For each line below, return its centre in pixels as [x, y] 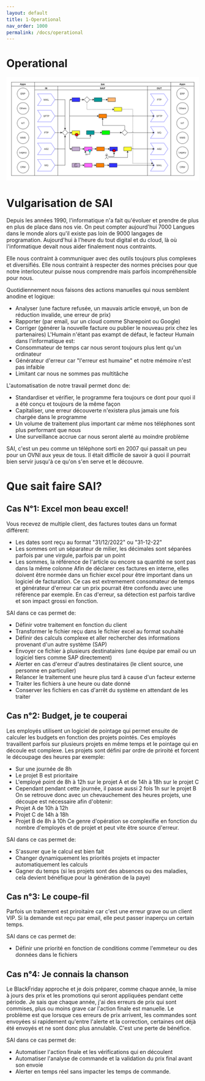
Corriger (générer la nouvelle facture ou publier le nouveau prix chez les [106, 328]
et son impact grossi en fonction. [57, 601]
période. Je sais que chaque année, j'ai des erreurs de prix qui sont [91, 1002]
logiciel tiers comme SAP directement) [63, 657]
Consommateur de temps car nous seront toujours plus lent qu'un [98, 347]
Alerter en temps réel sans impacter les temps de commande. [93, 1072]
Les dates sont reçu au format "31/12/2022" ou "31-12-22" [88, 542]
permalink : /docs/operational [45, 33]
